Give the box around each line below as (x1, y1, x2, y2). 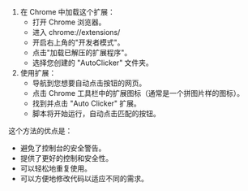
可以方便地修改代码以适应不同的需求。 (19, 174, 148, 183)
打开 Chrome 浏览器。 (32, 17, 106, 27)
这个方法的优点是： (8, 126, 73, 136)
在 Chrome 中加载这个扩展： (19, 7, 116, 16)
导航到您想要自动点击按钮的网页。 (32, 78, 147, 88)
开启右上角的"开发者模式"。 (32, 37, 125, 47)
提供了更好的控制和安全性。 (19, 154, 113, 163)
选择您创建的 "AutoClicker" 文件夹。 (32, 58, 154, 67)
